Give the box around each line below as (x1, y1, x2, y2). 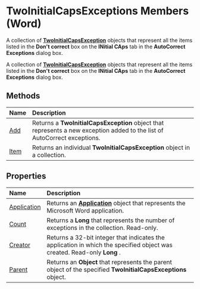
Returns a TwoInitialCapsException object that (32, 118, 164, 127)
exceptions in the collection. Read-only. (46, 223, 158, 232)
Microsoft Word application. (46, 206, 124, 214)
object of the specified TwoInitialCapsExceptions (46, 265, 187, 273)
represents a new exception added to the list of (32, 126, 164, 134)
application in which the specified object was (46, 241, 173, 249)
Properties (6, 171, 46, 182)
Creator (9, 241, 31, 249)
